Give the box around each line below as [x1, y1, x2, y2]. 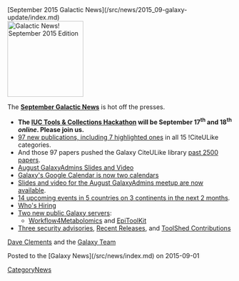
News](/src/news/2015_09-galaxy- [85, 6, 188, 14]
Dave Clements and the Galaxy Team [7, 237, 116, 246]
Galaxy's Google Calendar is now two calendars [17, 170, 159, 179]
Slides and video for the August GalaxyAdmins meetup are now [17, 178, 204, 187]
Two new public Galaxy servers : [17, 208, 112, 217]
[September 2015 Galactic [7, 6, 84, 14]
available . [17, 185, 46, 194]
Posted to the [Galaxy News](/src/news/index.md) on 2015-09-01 [7, 251, 200, 260]
